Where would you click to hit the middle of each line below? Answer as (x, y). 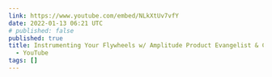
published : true (36, 38)
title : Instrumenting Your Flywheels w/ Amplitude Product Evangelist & (134, 46)
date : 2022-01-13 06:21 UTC (56, 23)
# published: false (41, 30)
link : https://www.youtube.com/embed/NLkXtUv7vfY (94, 16)
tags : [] (23, 61)
